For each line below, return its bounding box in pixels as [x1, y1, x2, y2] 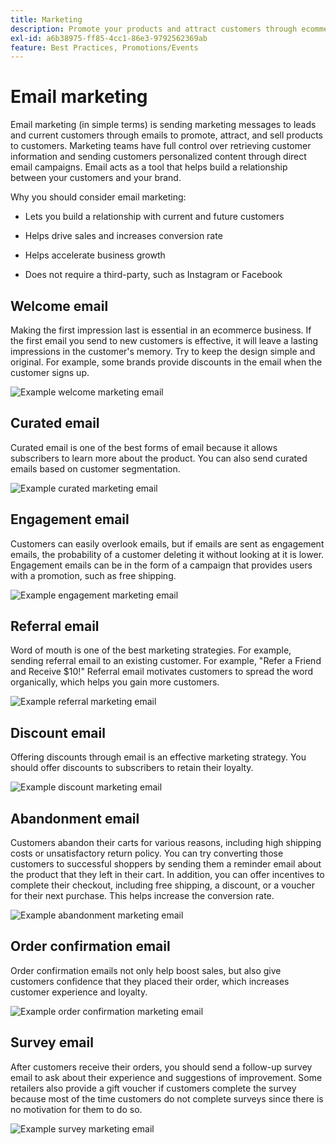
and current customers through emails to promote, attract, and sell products [10, 129, 324, 141]
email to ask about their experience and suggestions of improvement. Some [10, 1071, 323, 1083]
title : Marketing [10, 14, 83, 25]
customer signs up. [10, 367, 90, 378]
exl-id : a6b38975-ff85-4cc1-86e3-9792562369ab [10, 33, 208, 43]
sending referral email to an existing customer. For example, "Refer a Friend [10, 655, 322, 667]
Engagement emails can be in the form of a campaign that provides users [10, 559, 313, 571]
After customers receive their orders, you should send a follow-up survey [10, 1061, 313, 1073]
